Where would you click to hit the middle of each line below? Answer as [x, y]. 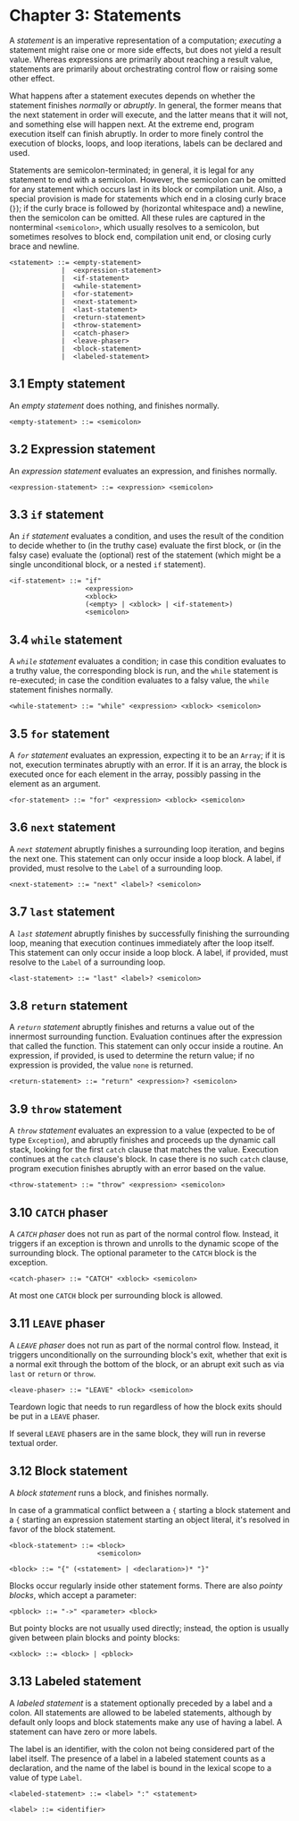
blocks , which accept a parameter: [73, 1595]
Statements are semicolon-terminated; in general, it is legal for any [132, 170]
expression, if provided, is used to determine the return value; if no [132, 1056]
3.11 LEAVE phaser [57, 1324]
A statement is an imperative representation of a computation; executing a [145, 40]
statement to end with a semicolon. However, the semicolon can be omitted [148, 179]
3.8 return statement [68, 1006]
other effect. [32, 78]
